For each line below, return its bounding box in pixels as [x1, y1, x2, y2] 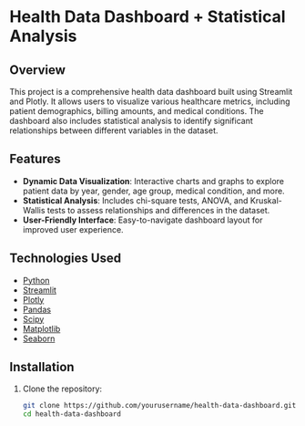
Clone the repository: [22, 383, 103, 394]
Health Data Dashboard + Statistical [9, 6, 286, 27]
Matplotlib [22, 323, 61, 334]
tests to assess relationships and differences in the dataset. [46, 204, 270, 215]
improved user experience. [22, 223, 125, 234]
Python [22, 275, 50, 286]
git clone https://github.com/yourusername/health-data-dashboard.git [22, 401, 297, 410]
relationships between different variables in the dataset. [9, 125, 219, 136]
